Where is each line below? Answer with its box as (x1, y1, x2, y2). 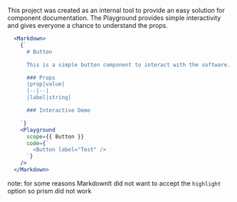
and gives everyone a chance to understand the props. (7, 21, 169, 29)
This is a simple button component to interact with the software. (26, 61, 231, 69)
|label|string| (26, 94, 72, 101)
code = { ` (26, 139, 50, 147)
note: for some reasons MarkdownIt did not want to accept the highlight (7, 178, 221, 188)
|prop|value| (26, 81, 65, 88)
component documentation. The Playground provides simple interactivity (7, 14, 221, 22)
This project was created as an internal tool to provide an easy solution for (7, 6, 226, 14)
